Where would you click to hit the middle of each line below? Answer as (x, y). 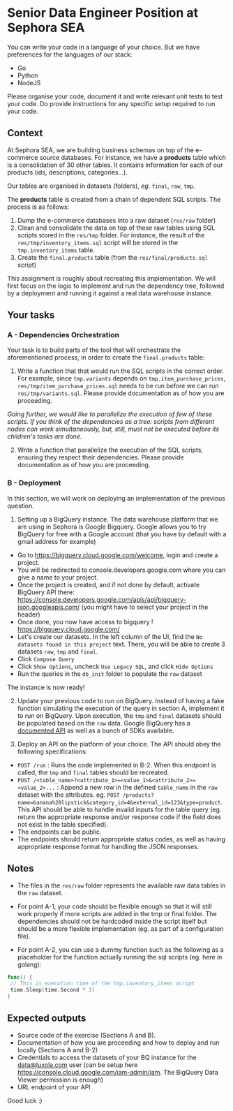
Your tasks (31, 315)
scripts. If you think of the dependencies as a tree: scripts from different (111, 422)
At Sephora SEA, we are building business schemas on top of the (100, 150)
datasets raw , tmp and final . (58, 652)
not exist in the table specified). (62, 824)
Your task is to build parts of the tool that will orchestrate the (94, 350)
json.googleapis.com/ (48, 607)
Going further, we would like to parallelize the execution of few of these (110, 414)
